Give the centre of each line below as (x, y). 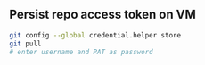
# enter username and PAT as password (81, 52)
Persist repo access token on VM (102, 15)
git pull (25, 44)
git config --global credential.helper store (95, 35)
